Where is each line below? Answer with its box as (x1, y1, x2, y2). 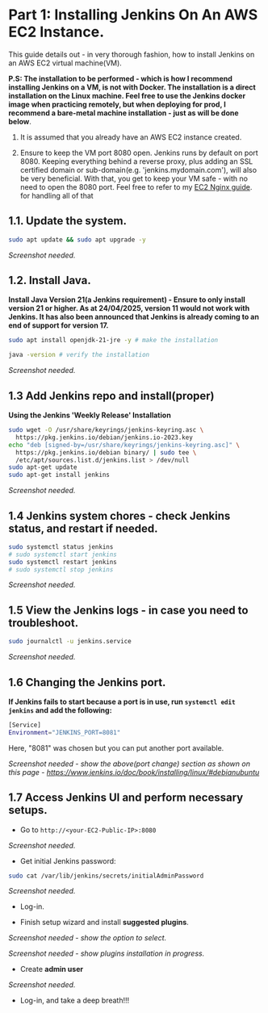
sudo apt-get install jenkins (8, 471, 111, 479)
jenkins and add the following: (8, 705, 112, 715)
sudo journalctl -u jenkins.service (8, 638, 132, 646)
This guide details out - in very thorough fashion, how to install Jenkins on (8, 49, 255, 59)
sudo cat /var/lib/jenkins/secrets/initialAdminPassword (8, 872, 204, 880)
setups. (8, 803, 48, 817)
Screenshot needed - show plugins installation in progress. (8, 948, 205, 958)
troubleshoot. (8, 616, 79, 630)
